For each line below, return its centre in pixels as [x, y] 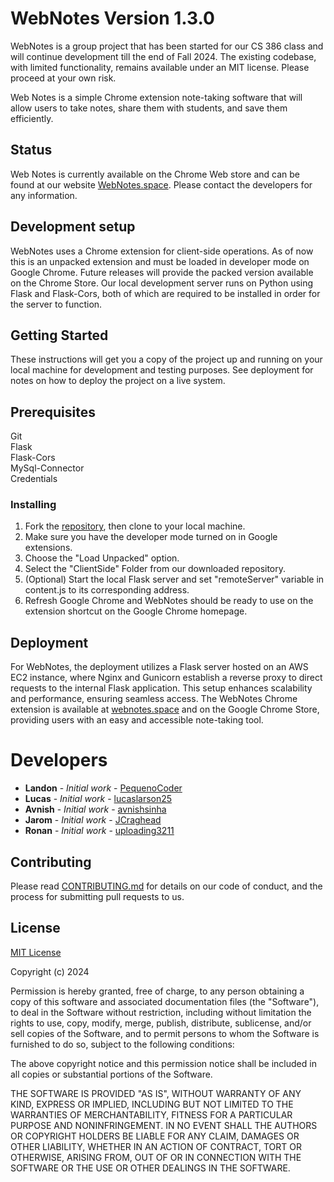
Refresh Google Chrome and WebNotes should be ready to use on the [169, 601]
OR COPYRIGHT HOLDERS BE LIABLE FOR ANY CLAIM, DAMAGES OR [155, 1136]
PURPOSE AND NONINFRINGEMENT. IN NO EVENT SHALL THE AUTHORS [164, 1125]
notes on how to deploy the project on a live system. [118, 381]
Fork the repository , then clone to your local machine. [135, 526]
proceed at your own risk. [63, 78]
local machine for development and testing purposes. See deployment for [162, 370]
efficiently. [32, 118]
